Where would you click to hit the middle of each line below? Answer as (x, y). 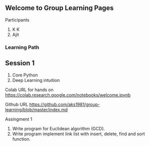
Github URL (17, 104)
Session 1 (20, 63)
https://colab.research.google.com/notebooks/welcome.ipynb (68, 95)
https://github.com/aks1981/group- (64, 104)
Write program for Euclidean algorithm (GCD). (59, 128)
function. (21, 139)
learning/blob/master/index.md (36, 109)
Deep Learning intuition (36, 80)
